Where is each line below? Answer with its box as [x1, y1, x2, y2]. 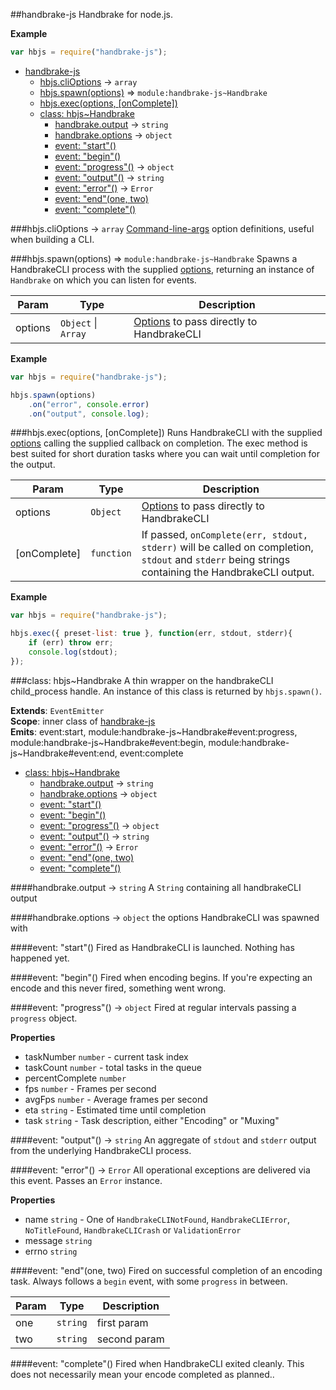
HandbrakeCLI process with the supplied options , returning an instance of [10, 263, 315, 275]
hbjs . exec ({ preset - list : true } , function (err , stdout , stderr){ [10, 629, 293, 639]
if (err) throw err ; [28, 638, 114, 648]
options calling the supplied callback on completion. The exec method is [10, 437, 308, 449]
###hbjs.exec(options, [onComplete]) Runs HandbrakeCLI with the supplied [10, 427, 323, 439]
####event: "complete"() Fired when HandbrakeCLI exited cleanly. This [10, 1357, 305, 1369]
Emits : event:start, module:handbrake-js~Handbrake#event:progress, [10, 725, 298, 738]
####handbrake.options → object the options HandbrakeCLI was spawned [10, 911, 320, 923]
